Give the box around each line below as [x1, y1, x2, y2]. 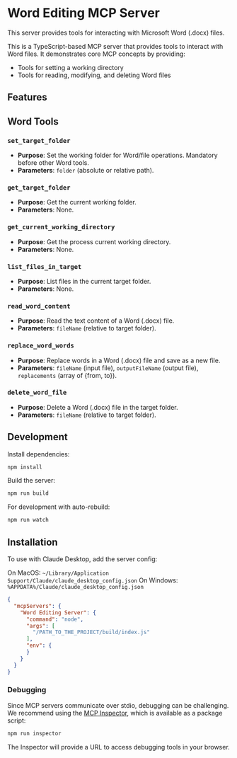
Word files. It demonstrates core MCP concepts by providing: [7, 50, 186, 58]
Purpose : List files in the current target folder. [17, 277, 151, 285]
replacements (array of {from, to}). [17, 371, 117, 379]
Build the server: [7, 476, 55, 485]
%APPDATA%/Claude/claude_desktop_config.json [7, 584, 144, 591]
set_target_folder [7, 137, 71, 144]
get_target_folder [7, 183, 71, 192]
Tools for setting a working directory [17, 63, 124, 71]
